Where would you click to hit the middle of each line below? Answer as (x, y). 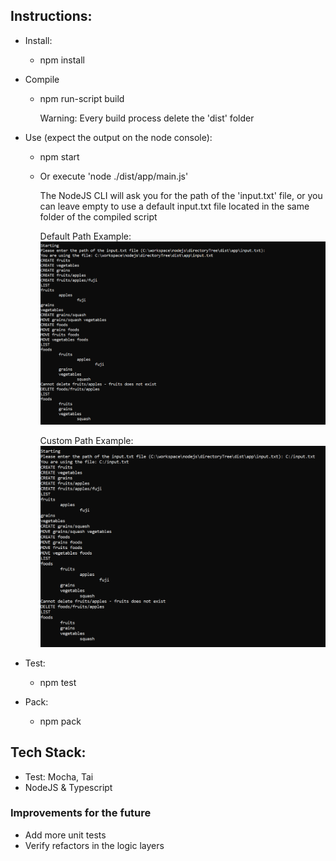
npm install (62, 60)
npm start (59, 156)
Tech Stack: (48, 752)
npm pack (60, 721)
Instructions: (51, 16)
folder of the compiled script (98, 216)
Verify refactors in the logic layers (94, 845)
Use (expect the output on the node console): (118, 137)
